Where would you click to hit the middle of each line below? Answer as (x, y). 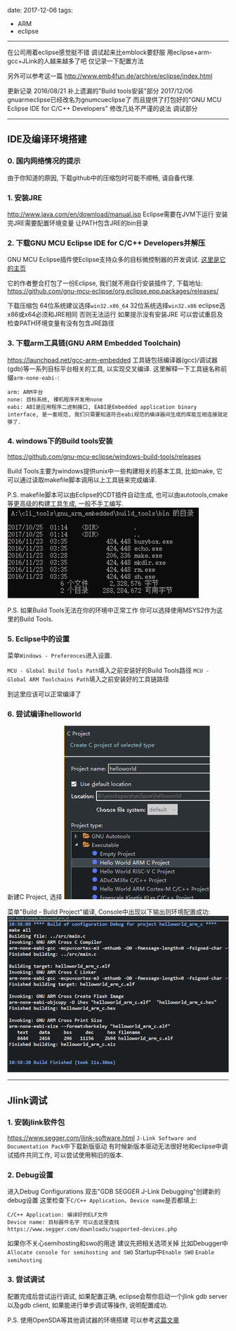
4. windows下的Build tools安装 (60, 440)
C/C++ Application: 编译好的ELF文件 (58, 1215)
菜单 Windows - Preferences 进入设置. (60, 655)
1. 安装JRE (25, 197)
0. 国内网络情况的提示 (44, 161)
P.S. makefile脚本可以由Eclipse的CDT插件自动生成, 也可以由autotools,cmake (118, 494)
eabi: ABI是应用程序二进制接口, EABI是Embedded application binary (102, 407)
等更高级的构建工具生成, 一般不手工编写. (66, 503)
